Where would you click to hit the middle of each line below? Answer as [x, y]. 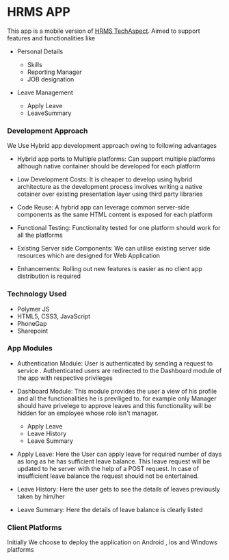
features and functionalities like [51, 38]
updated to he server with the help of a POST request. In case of [108, 468]
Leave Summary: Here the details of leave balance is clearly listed [110, 509]
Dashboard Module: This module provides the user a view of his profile [117, 391]
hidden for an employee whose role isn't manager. [87, 413]
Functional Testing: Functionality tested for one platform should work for [119, 228]
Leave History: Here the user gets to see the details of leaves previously [118, 489]
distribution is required [49, 276]
